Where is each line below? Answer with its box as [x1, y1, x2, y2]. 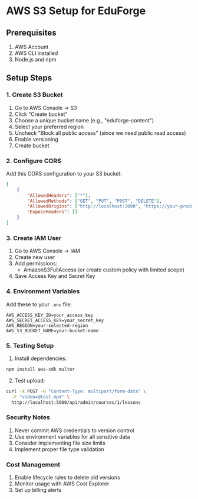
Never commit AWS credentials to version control [14, 427, 134, 434]
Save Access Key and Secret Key [14, 273, 95, 280]
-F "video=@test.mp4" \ [11, 394, 70, 400]
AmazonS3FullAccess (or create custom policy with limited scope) [23, 266, 184, 273]
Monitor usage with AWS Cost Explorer [14, 480, 110, 487]
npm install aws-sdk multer [6, 366, 75, 372]
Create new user [14, 254, 55, 261]
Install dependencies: [14, 355, 67, 362]
